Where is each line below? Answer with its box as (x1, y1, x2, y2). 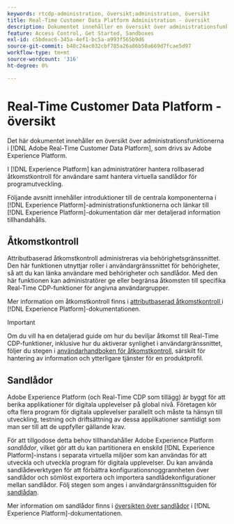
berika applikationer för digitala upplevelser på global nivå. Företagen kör (7, 400, 217, 409)
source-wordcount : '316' (7, 56, 79, 63)
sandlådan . (7, 488, 40, 497)
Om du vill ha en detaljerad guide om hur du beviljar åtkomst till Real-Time (7, 332, 219, 340)
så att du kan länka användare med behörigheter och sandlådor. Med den (7, 269, 218, 277)
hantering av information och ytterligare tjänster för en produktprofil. (7, 354, 204, 363)
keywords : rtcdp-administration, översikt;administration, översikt (7, 10, 210, 17)
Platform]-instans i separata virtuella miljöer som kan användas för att (7, 451, 208, 460)
